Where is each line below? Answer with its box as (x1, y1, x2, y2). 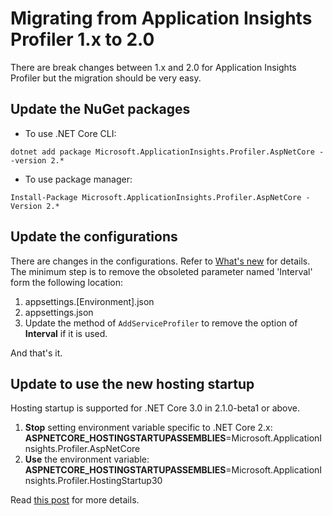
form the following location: (10, 276, 123, 288)
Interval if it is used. (24, 327, 108, 339)
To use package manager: (24, 173, 133, 185)
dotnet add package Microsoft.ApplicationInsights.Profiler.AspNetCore (10, 147, 315, 157)
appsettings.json (24, 306, 94, 318)
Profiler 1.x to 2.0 (10, 28, 155, 51)
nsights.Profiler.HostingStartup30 (24, 475, 163, 487)
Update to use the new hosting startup (10, 375, 255, 392)
